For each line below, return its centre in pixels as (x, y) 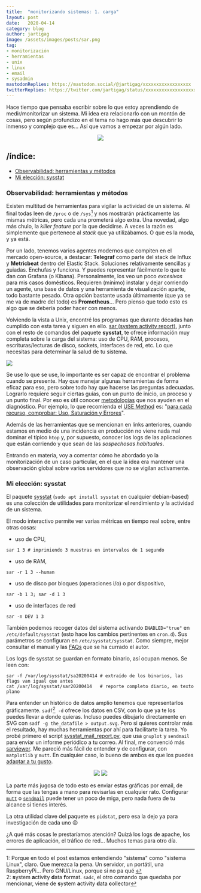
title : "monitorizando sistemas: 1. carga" (63, 12)
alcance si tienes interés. (37, 804)
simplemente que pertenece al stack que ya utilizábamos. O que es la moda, (100, 233)
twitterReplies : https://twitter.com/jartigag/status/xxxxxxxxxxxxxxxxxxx (101, 90)
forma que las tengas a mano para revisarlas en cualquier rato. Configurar (97, 791)
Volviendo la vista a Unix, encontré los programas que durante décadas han (100, 320)
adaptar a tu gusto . (30, 761)
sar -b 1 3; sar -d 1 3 (36, 594)
